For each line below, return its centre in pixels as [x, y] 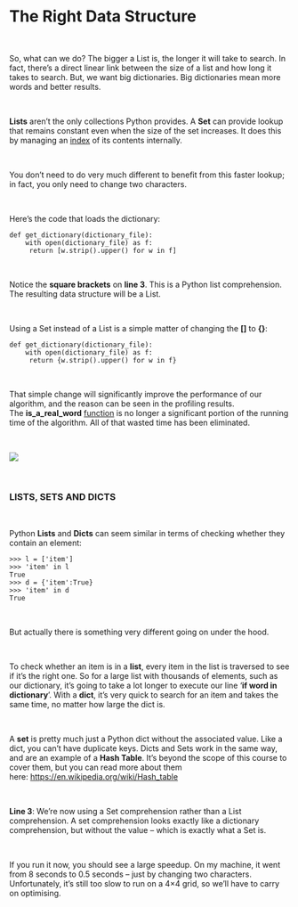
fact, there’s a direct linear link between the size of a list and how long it [141, 68]
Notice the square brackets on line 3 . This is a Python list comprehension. [146, 284]
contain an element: [45, 543]
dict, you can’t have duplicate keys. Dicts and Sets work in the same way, [144, 748]
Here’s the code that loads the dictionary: [85, 218]
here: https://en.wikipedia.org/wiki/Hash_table [94, 777]
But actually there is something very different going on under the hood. [139, 632]
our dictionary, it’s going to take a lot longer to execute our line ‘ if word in [143, 686]
